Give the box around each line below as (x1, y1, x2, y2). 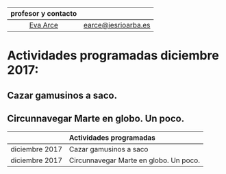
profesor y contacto (10, 9, 77, 18)
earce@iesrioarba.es (83, 21, 151, 29)
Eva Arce (29, 21, 58, 29)
